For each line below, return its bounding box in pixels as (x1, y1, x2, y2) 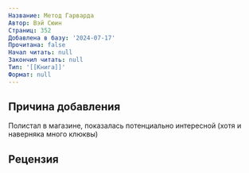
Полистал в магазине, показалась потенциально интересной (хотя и (8, 121, 242, 131)
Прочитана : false (8, 41, 66, 49)
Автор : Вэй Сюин (8, 19, 62, 27)
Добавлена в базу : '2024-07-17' (8, 33, 115, 42)
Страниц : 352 (8, 26, 52, 34)
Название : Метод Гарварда (8, 11, 94, 20)
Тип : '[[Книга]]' (8, 63, 66, 71)
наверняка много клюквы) (8, 129, 99, 139)
